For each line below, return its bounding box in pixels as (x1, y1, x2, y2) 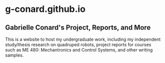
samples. (5, 52, 24, 58)
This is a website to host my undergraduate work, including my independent (5, 36, 161, 42)
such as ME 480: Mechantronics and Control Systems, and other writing (5, 47, 153, 53)
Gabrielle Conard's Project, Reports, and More (5, 23, 151, 32)
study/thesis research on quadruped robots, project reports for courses (5, 42, 152, 48)
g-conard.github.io (5, 3, 86, 15)
